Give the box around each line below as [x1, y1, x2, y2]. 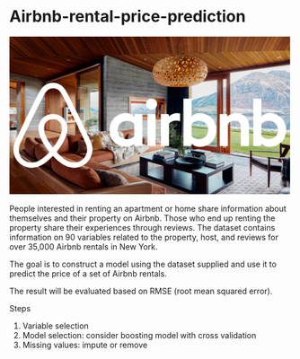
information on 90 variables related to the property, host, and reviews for [9, 232, 279, 242]
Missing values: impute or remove [22, 339, 148, 350]
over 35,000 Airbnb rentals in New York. [9, 241, 158, 252]
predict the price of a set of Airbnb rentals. [9, 267, 168, 279]
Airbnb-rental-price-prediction [9, 6, 246, 27]
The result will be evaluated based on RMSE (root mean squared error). [9, 285, 273, 296]
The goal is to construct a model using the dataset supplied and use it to [9, 258, 277, 269]
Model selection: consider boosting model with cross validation [22, 329, 257, 340]
